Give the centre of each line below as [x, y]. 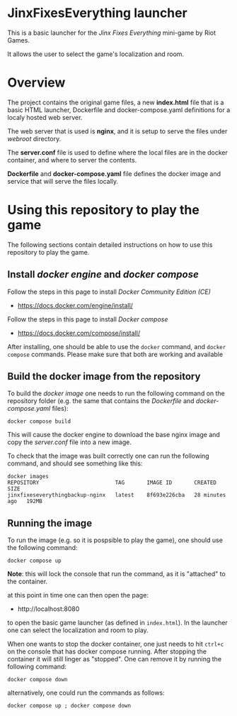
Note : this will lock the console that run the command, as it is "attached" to [117, 574]
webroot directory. [34, 138]
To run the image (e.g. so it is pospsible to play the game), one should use [115, 540]
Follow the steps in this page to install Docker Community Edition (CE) [109, 292]
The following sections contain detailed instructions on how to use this [110, 244]
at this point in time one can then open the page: [78, 595]
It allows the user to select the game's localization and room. [96, 54]
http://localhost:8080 [48, 609]
